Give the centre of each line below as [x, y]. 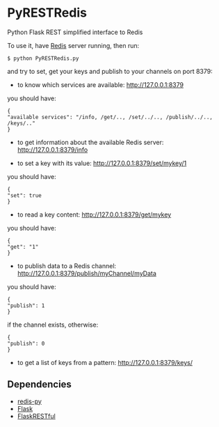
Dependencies [39, 385]
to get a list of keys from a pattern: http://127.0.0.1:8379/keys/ [105, 362]
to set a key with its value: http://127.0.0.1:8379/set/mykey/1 [102, 163]
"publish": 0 [26, 343]
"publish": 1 [26, 305]
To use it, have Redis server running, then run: [73, 45]
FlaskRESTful [36, 416]
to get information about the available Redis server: [90, 142]
